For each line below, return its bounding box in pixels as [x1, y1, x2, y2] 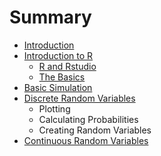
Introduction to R [23, 49, 94, 61]
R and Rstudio [38, 60, 97, 72]
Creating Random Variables [38, 124, 152, 136]
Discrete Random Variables [23, 92, 136, 104]
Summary [9, 6, 92, 29]
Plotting [38, 102, 71, 115]
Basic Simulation [23, 81, 93, 93]
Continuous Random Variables [23, 134, 149, 146]
